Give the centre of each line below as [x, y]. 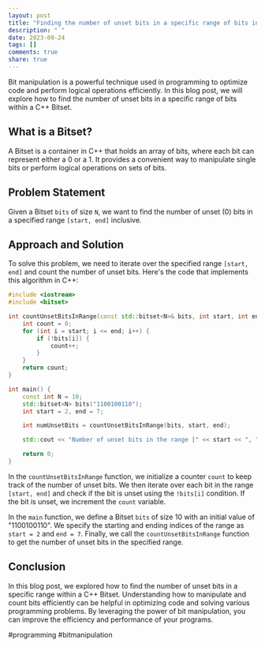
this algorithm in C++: [43, 280]
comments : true [33, 52]
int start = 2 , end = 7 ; [63, 411]
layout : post [30, 15]
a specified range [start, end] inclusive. [75, 220]
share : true [28, 60]
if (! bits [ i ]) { [63, 338]
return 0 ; [39, 454]
